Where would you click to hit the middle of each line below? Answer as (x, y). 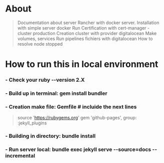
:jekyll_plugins (32, 123)
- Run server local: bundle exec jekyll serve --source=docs (78, 149)
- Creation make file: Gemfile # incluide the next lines (71, 107)
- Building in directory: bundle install (50, 136)
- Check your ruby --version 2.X (45, 80)
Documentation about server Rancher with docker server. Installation (88, 23)
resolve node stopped (40, 44)
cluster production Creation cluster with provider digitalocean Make (87, 33)
